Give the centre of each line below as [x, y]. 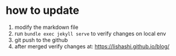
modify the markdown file [46, 27]
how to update [43, 11]
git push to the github [41, 40]
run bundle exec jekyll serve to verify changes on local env [90, 33]
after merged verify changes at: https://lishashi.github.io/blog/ [92, 46]
